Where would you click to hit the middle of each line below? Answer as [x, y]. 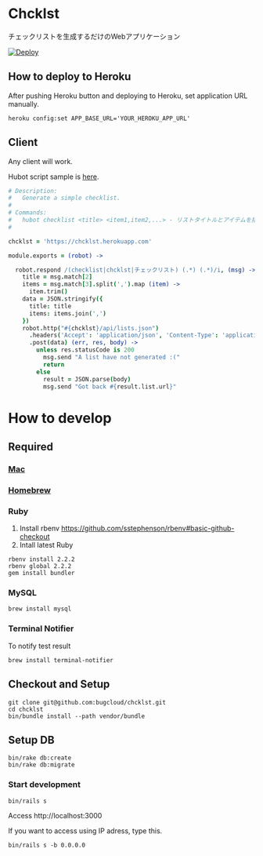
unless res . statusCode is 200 [85, 350]
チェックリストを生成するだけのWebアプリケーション [94, 36]
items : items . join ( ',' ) [68, 313]
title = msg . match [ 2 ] [57, 277]
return [54, 364]
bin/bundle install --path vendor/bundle [77, 716]
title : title [50, 306]
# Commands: [27, 213]
